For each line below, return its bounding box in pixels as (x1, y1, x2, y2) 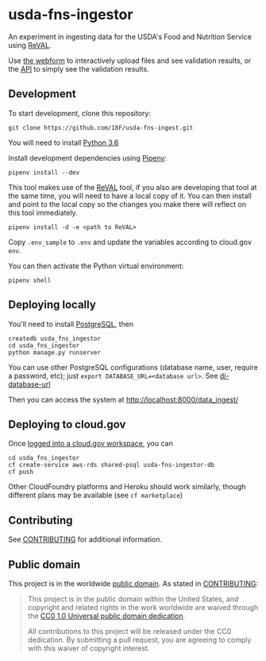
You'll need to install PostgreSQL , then (8, 319, 133, 329)
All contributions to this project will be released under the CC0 (27, 627, 232, 636)
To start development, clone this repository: (8, 108, 151, 118)
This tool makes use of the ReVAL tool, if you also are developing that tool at (8, 182, 257, 192)
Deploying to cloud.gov (8, 418, 126, 431)
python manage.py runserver (8, 348, 102, 356)
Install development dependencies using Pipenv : (8, 153, 167, 162)
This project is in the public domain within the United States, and (27, 594, 239, 604)
